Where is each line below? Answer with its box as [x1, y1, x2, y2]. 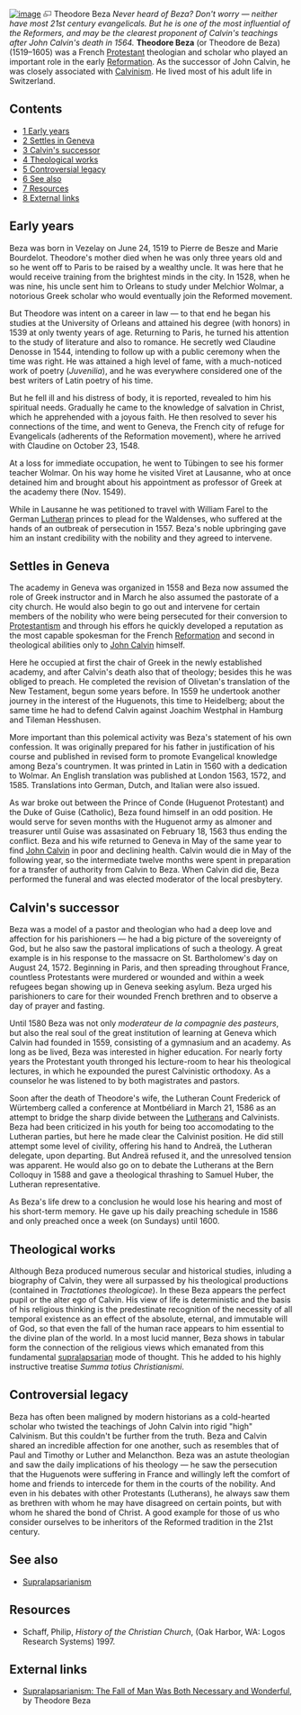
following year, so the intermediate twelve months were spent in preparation [9, 855, 291, 866]
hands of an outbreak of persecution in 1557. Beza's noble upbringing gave [9, 522, 287, 533]
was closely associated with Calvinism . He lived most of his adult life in [9, 66, 272, 77]
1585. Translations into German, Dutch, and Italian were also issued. [9, 780, 261, 791]
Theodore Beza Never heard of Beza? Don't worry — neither [53, 9, 279, 19]
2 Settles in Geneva [22, 135, 95, 146]
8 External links [22, 192, 80, 203]
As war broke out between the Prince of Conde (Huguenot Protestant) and [9, 797, 285, 808]
